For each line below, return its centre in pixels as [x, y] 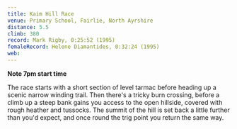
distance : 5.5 [28, 27]
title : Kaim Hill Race [41, 14]
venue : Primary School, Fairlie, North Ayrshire [80, 21]
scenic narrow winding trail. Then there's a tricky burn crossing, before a [114, 95]
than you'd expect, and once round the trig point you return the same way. [116, 117]
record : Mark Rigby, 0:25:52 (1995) [61, 40]
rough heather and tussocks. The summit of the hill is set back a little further [118, 110]
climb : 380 [23, 34]
